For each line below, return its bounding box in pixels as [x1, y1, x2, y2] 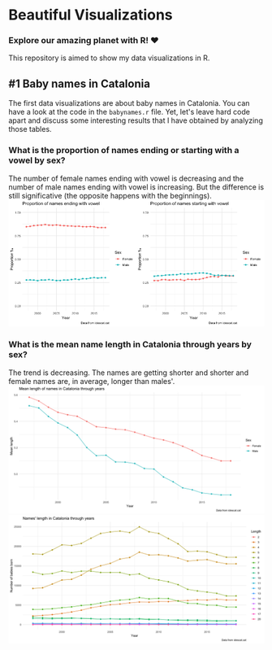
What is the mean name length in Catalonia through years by [8, 339, 252, 351]
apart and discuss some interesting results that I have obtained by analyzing [8, 116, 264, 125]
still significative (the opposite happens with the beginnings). [8, 190, 213, 200]
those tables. [8, 124, 52, 134]
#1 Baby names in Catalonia [8, 76, 150, 90]
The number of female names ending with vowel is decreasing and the [8, 173, 244, 183]
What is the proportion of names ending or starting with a [8, 145, 240, 156]
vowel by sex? [8, 155, 67, 166]
